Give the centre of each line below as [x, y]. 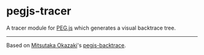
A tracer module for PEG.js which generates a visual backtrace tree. [91, 28]
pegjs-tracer [39, 11]
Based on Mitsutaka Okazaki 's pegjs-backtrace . [66, 45]
